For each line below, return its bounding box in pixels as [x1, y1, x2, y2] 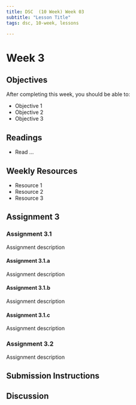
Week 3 [6, 51, 45, 65]
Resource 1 [14, 182, 43, 189]
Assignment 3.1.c [6, 311, 50, 319]
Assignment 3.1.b [6, 284, 51, 292]
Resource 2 [14, 188, 44, 195]
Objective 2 [14, 109, 44, 116]
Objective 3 [14, 115, 44, 122]
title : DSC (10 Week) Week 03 [6, 8, 84, 15]
